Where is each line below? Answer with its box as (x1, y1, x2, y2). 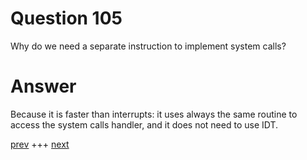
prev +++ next (10, 138, 70, 150)
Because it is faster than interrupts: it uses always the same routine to (10, 108, 298, 120)
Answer (10, 75, 77, 98)
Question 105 (10, 7, 123, 30)
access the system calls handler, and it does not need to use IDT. (10, 118, 279, 131)
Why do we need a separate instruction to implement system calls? (10, 40, 287, 52)
